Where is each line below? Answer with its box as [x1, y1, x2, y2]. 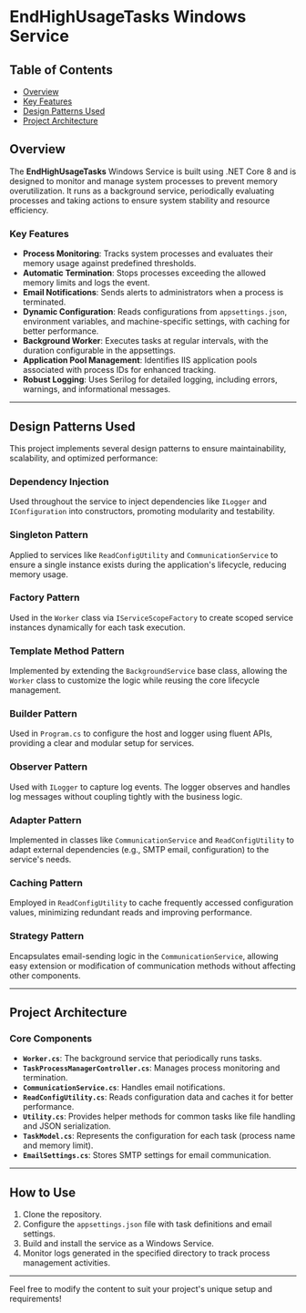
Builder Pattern [9, 708, 77, 720]
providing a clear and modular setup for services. [9, 738, 195, 749]
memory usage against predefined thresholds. [22, 258, 197, 269]
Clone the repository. [22, 1209, 102, 1220]
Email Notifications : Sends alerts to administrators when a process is [22, 287, 284, 298]
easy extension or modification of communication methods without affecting [9, 960, 296, 971]
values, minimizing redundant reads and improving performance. [9, 907, 252, 918]
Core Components [9, 1032, 93, 1045]
